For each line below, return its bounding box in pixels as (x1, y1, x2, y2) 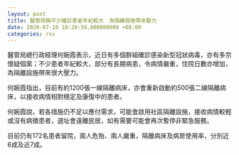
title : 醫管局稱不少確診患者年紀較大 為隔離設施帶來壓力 (7, 17, 157, 24)
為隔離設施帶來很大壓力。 (7, 68, 83, 77)
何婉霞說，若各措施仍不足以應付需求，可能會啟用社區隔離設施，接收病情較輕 (7, 107, 232, 116)
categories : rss (7, 30, 55, 38)
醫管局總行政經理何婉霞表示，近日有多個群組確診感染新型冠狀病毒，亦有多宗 (7, 50, 232, 59)
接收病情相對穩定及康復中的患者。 (26, 92, 126, 101)
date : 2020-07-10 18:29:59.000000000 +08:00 (7, 23, 142, 31)
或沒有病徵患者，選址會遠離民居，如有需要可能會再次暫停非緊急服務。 (7, 117, 213, 125)
